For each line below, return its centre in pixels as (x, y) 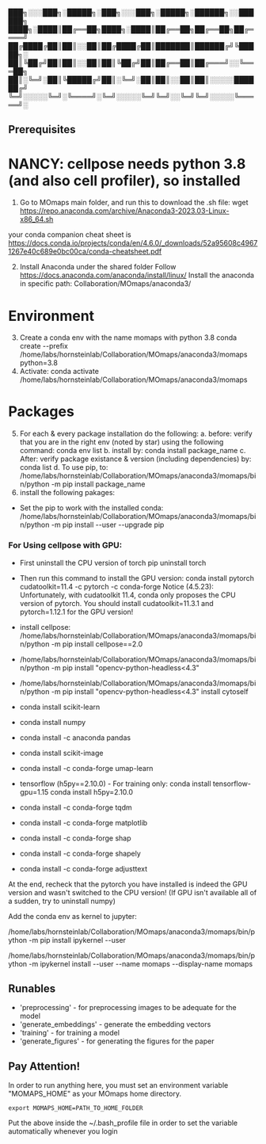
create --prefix (44, 346)
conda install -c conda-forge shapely (80, 853)
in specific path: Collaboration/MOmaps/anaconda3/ (105, 284)
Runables (32, 988)
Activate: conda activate (59, 372)
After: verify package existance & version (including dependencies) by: (135, 459)
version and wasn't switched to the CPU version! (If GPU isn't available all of (133, 892)
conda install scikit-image (61, 753)
